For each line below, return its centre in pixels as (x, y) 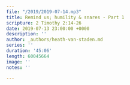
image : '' (19, 62)
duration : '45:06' (29, 51)
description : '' (26, 34)
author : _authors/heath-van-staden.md (55, 40)
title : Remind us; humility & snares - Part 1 (65, 17)
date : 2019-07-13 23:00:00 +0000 (48, 28)
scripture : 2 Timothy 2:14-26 (44, 23)
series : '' (20, 45)
